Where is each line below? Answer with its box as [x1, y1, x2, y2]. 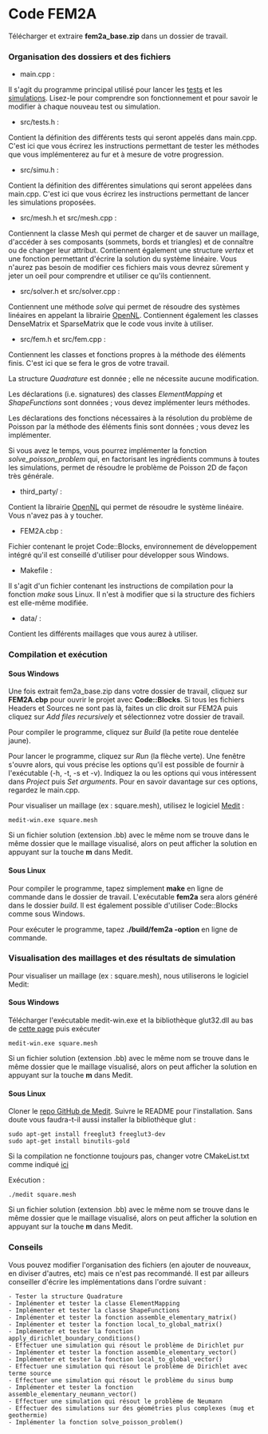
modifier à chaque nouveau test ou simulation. [8, 101, 161, 112]
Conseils [8, 1241, 44, 1253]
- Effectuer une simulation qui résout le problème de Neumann [8, 1397, 223, 1405]
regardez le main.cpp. [8, 785, 81, 795]
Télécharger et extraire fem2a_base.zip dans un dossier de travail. [8, 31, 229, 41]
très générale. [8, 471, 54, 481]
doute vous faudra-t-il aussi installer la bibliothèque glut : [8, 1115, 196, 1125]
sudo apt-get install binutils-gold [8, 1138, 130, 1146]
